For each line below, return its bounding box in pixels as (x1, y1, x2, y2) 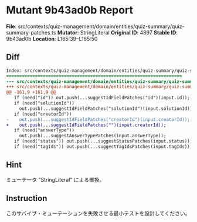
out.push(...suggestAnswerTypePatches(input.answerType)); (19, 133, 167, 139)
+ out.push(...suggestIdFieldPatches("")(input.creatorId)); (6, 122, 167, 128)
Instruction (6, 193, 47, 203)
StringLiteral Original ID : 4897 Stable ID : (80, 29, 178, 36)
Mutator (57, 29, 78, 36)
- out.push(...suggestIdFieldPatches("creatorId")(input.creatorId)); (6, 116, 191, 123)
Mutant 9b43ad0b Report (6, 4, 134, 17)
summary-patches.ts (6, 29, 57, 36)
